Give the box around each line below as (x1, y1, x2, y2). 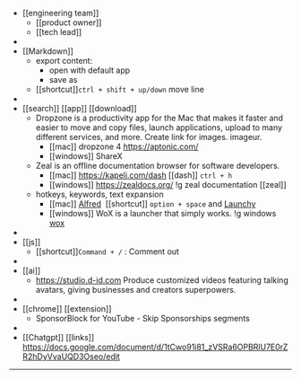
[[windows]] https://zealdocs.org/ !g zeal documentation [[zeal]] (48, 180, 287, 189)
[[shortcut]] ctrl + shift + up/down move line (35, 84, 204, 94)
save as (48, 75, 78, 84)
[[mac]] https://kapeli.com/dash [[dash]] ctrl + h (48, 170, 233, 181)
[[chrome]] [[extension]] (21, 304, 112, 313)
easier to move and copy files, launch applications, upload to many (35, 122, 283, 133)
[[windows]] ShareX (48, 151, 123, 161)
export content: (35, 56, 93, 66)
